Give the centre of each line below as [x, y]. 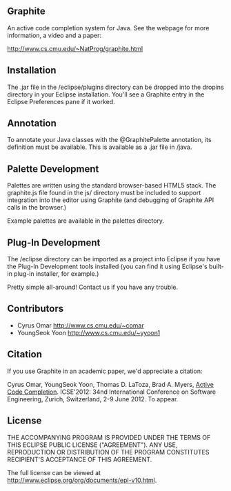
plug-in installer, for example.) [56, 274]
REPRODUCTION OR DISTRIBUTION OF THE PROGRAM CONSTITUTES [108, 452]
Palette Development [53, 169]
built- [217, 267]
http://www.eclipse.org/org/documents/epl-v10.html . [82, 480]
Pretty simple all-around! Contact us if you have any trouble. [92, 287]
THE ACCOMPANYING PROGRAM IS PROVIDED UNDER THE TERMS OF [109, 437]
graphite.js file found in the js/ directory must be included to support [104, 193]
